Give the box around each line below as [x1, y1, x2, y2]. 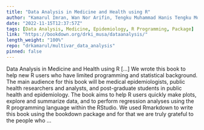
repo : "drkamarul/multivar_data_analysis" [6, 43, 115, 49]
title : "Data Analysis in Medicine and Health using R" [6, 9, 151, 15]
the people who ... [6, 117, 52, 124]
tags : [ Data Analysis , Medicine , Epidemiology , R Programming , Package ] [6, 26, 194, 32]
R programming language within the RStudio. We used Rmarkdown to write [6, 104, 193, 111]
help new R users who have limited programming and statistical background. [6, 71, 198, 79]
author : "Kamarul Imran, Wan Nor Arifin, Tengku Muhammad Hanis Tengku [6, 15, 191, 21]
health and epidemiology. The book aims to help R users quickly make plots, [6, 91, 197, 98]
